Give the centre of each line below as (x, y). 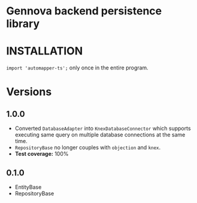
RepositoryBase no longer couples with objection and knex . (88, 147)
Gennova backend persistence (84, 11)
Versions (29, 92)
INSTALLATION (44, 51)
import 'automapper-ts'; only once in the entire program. (77, 68)
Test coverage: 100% (42, 154)
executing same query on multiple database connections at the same (100, 135)
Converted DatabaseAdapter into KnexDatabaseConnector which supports (103, 128)
